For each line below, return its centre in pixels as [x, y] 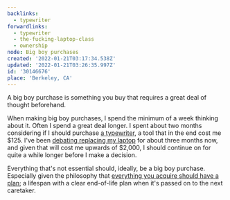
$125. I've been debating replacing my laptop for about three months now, [113, 140]
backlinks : [23, 13]
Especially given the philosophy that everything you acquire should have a [113, 176]
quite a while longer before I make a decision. [72, 155]
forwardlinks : [28, 26]
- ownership [31, 46]
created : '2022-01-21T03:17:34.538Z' [62, 59]
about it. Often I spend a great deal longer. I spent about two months [105, 126]
